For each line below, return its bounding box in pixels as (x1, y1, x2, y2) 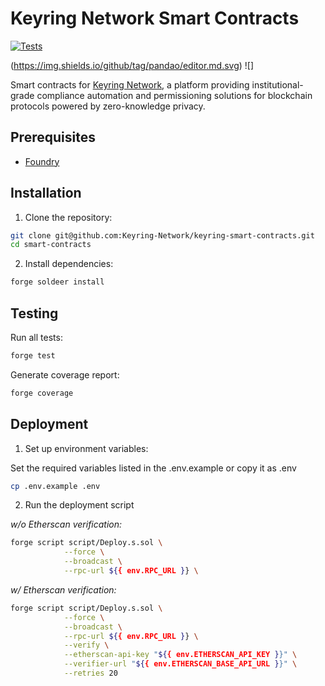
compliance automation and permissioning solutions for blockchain (36, 89, 313, 101)
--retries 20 (63, 668, 118, 679)
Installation (10, 185, 82, 202)
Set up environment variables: (24, 442, 149, 454)
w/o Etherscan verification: (10, 518, 123, 531)
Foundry (24, 155, 60, 167)
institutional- (251, 78, 304, 91)
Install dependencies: (24, 258, 114, 270)
